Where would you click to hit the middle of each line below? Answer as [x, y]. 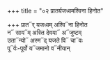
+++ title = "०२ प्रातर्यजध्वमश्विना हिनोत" [55, 11]
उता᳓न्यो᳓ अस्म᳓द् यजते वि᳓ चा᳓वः [45, 40]
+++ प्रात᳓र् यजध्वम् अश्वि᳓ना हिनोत [48, 25]
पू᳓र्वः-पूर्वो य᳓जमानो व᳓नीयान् [39, 48]
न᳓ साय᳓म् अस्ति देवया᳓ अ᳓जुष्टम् [45, 32]
